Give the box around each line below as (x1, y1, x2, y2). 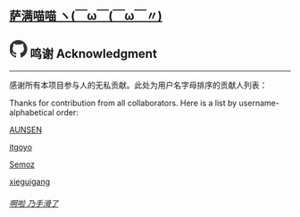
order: (55, 107, 79, 118)
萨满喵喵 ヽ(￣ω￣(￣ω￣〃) (9, 8, 162, 24)
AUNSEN (9, 124, 43, 136)
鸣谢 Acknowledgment (29, 46, 158, 61)
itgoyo (9, 142, 33, 153)
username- (238, 97, 279, 109)
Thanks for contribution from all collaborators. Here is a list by (9, 97, 237, 109)
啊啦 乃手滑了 (9, 197, 59, 208)
